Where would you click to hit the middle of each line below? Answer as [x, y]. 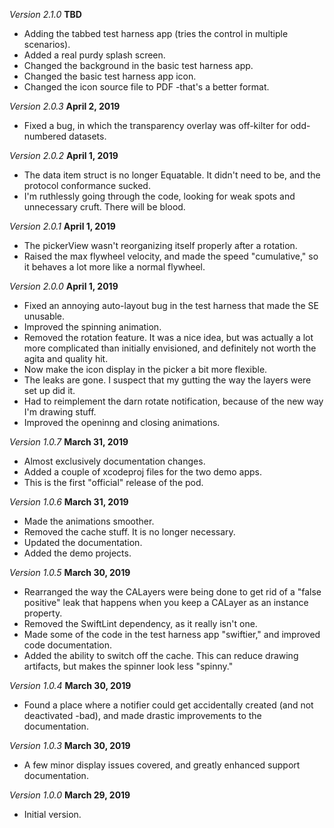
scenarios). [47, 44]
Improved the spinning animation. [92, 327]
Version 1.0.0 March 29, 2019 [70, 795]
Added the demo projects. [77, 553]
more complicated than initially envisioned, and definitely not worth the [170, 348]
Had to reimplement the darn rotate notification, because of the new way [173, 401]
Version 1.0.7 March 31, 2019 [69, 442]
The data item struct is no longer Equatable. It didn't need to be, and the [172, 175]
